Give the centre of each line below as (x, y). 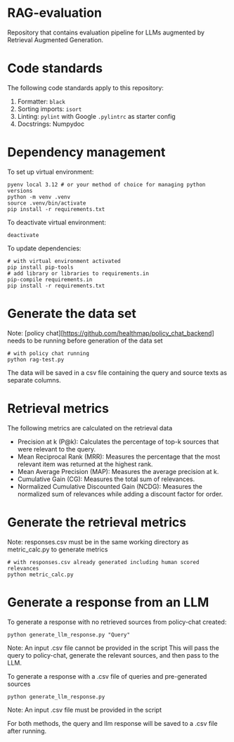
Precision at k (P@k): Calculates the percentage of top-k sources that (118, 442)
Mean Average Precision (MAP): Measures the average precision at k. (118, 471)
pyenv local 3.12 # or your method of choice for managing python (106, 184)
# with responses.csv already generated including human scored (103, 562)
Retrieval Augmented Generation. (56, 39)
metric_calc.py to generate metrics (58, 549)
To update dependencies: (44, 248)
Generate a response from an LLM (108, 602)
